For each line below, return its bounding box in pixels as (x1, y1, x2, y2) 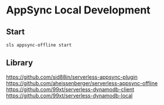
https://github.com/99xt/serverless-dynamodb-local (6, 92, 133, 99)
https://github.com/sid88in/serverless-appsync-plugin (6, 73, 138, 80)
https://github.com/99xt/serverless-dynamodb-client (6, 86, 135, 93)
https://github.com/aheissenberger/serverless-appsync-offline (6, 79, 158, 86)
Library (6, 58, 33, 68)
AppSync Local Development (6, 3, 151, 17)
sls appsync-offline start (6, 42, 72, 48)
